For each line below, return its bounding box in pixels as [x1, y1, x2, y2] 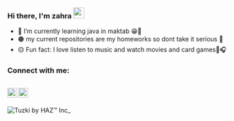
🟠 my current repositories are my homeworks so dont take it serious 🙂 [17, 35, 224, 44]
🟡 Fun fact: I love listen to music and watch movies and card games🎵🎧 [17, 46, 228, 54]
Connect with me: [7, 65, 70, 75]
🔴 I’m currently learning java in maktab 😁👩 [17, 27, 142, 35]
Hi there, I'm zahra [7, 11, 72, 20]
